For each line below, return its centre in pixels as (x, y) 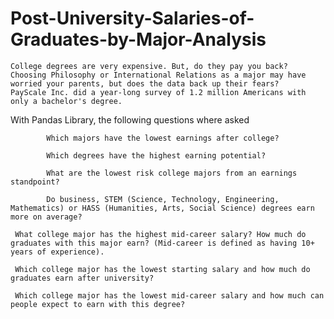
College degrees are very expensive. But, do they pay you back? (149, 66)
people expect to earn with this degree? (98, 304)
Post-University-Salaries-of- (132, 18)
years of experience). (57, 252)
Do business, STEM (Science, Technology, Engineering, (163, 199)
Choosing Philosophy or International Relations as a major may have (158, 75)
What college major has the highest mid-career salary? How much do (160, 234)
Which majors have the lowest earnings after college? (163, 138)
